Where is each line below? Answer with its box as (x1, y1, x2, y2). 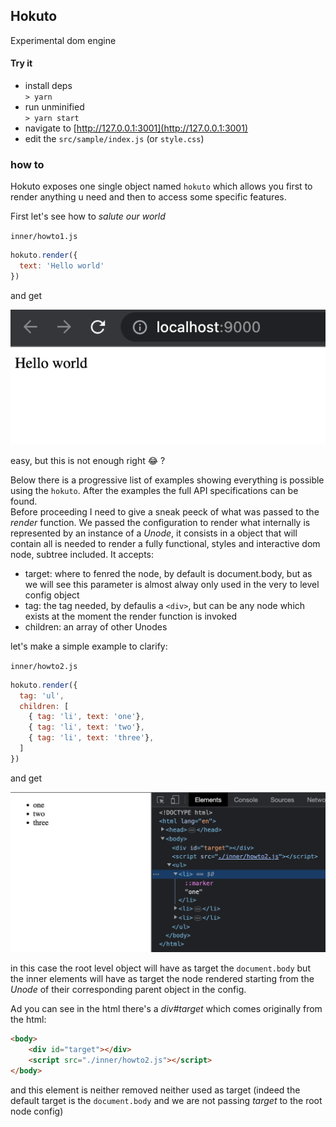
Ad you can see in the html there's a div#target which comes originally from (10, 1003, 323, 1015)
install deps (24, 80, 73, 92)
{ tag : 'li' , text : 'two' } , (28, 722, 145, 733)
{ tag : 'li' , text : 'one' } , (28, 712, 145, 722)
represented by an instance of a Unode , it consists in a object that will (10, 527, 298, 539)
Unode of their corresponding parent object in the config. (10, 984, 247, 996)
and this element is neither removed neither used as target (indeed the (10, 1084, 301, 1096)
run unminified (24, 101, 85, 113)
